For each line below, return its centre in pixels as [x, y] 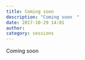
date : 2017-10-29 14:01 [35, 22]
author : [16, 28]
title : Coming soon [30, 11]
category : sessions [30, 34]
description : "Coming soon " [43, 17]
